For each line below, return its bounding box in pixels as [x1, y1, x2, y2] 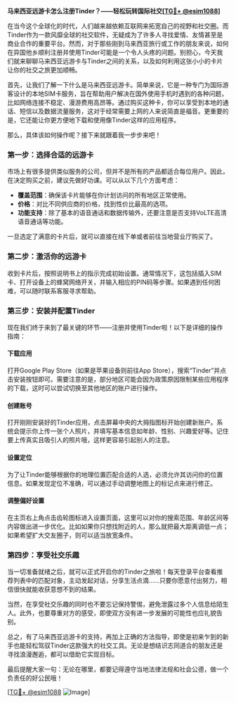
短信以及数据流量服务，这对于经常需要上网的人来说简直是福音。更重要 [19, 107, 223, 115]
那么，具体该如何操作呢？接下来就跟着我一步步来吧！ [7, 131, 162, 139]
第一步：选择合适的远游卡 [7, 150, 94, 160]
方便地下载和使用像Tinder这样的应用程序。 [55, 116, 181, 124]
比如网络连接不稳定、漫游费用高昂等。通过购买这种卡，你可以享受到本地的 [7, 98, 223, 106]
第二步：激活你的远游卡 [7, 252, 86, 262]
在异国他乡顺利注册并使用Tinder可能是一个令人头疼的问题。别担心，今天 [7, 49, 217, 56]
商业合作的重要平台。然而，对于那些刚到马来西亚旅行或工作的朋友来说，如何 [7, 39, 229, 48]
